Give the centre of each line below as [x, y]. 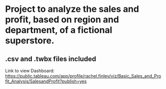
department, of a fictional [59, 30]
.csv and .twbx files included [51, 59]
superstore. [30, 41]
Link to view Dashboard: [30, 71]
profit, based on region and [62, 20]
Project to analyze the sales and [72, 9]
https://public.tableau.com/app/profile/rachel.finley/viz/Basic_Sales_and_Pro [83, 76]
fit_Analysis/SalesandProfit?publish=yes [46, 81]
